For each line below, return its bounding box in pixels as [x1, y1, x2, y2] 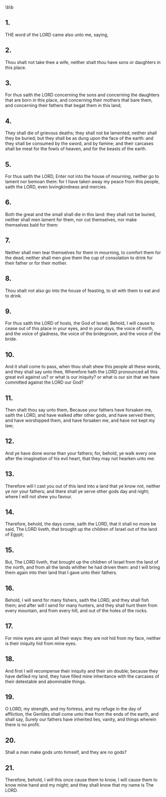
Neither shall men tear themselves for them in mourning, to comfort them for [5, 249, 161, 255]
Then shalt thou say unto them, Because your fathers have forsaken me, [5, 406, 153, 413]
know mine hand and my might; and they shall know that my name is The [5, 782, 154, 788]
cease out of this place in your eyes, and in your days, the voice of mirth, [5, 326, 154, 332]
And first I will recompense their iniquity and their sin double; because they [5, 668, 159, 674]
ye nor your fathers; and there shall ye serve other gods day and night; [5, 488, 150, 494]
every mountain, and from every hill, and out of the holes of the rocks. [5, 608, 148, 614]
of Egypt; [5, 531, 24, 537]
